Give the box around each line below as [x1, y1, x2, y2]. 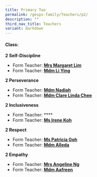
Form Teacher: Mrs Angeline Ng [12, 161, 80, 167]
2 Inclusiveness [5, 102, 39, 108]
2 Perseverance [5, 77, 39, 83]
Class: [5, 41, 19, 48]
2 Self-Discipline [5, 53, 41, 59]
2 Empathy [5, 151, 28, 158]
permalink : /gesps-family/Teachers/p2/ [5, 12, 88, 17]
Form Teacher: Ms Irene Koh [12, 117, 72, 123]
